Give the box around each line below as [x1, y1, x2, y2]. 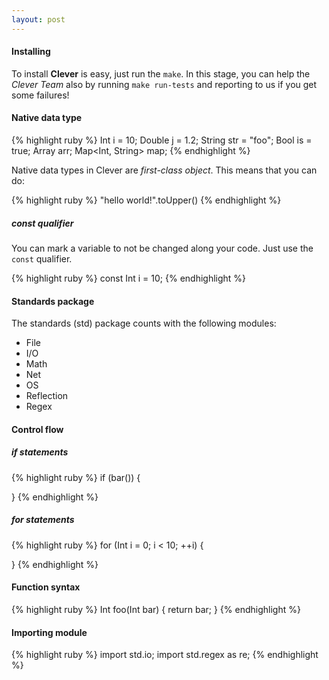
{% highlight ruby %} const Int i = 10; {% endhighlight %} [11, 272, 247, 284]
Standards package [11, 295, 95, 307]
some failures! [11, 89, 70, 101]
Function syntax [11, 581, 81, 593]
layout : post [11, 14, 66, 25]
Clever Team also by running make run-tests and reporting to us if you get [11, 78, 318, 90]
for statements [11, 514, 75, 526]
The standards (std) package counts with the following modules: [11, 317, 277, 330]
